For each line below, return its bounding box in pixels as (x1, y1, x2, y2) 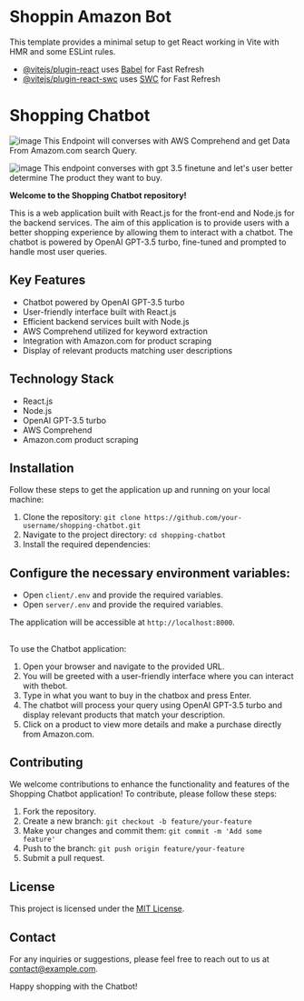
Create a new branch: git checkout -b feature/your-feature (22, 816, 252, 826)
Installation (9, 460, 74, 475)
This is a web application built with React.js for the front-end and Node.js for (9, 207, 295, 218)
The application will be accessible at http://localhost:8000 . (9, 616, 236, 628)
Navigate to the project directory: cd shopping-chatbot (22, 529, 227, 540)
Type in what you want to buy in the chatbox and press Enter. (22, 689, 252, 701)
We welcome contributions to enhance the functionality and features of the (9, 779, 290, 790)
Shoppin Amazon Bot (9, 6, 172, 27)
